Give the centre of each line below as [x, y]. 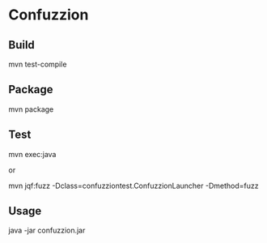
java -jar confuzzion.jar [47, 230]
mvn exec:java [32, 154]
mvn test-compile [38, 64]
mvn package [31, 109]
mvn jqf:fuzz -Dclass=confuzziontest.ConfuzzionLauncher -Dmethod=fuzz [133, 185]
